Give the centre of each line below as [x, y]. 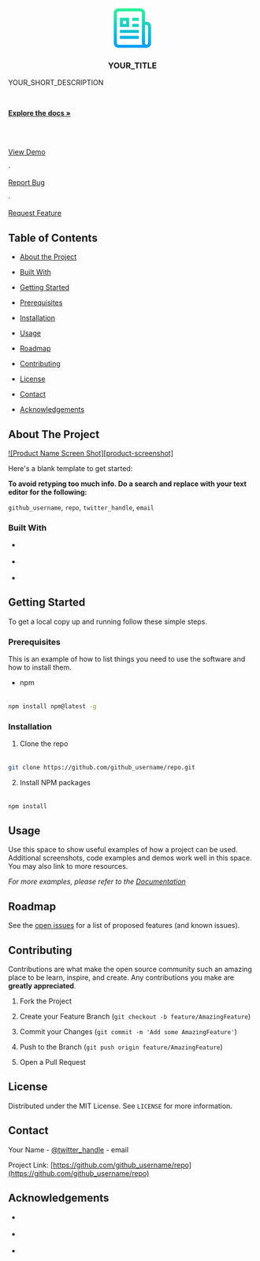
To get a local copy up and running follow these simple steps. [108, 621]
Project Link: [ [31, 1165]
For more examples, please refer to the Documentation [97, 881]
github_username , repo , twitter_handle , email [82, 507]
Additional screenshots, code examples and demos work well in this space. [130, 858]
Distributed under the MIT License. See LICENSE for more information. [120, 1106]
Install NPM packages [55, 782]
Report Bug [26, 183]
